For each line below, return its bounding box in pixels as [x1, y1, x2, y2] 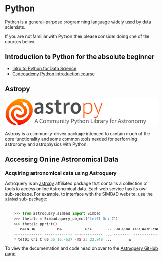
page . [5, 251, 17, 257]
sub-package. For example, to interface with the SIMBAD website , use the [5, 191, 153, 197]
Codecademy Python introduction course [12, 71, 95, 77]
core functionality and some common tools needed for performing [5, 136, 137, 142]
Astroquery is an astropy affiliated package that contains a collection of [5, 180, 148, 187]
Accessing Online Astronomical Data [5, 155, 119, 163]
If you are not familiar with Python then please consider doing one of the [5, 33, 150, 39]
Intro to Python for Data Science [12, 65, 77, 71]
